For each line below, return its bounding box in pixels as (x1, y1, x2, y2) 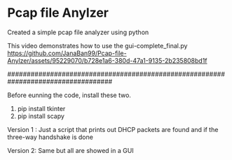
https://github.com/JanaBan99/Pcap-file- (7, 49, 128, 57)
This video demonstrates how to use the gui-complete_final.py (7, 41, 188, 50)
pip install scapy (17, 112, 65, 120)
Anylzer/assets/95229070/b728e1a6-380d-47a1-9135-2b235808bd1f (7, 56, 208, 64)
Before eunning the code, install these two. (7, 91, 132, 99)
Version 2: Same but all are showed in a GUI (7, 146, 135, 154)
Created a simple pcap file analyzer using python (7, 28, 149, 36)
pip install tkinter (17, 104, 66, 112)
